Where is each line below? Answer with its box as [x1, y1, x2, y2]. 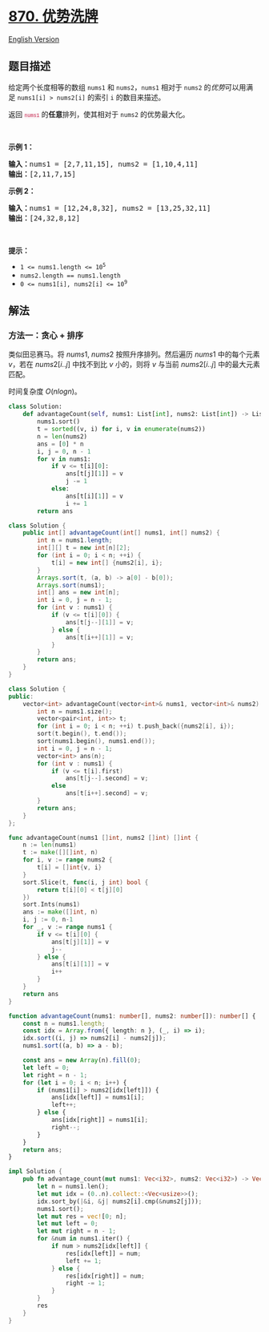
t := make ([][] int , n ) [22, 849, 98, 857]
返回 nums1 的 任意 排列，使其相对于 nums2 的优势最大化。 [8, 109, 190, 119]
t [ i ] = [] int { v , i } [37, 863, 102, 872]
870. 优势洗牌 [8, 7, 98, 26]
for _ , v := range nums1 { [22, 923, 113, 931]
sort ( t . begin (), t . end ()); [37, 730, 127, 738]
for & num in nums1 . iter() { [37, 1235, 130, 1243]
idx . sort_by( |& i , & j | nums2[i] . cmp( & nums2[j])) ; [37, 1197, 203, 1205]
